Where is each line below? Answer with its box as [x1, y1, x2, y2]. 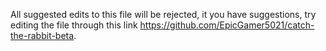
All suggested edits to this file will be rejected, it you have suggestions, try [10, 9, 317, 20]
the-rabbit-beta [10, 30, 75, 41]
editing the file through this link [10, 19, 138, 31]
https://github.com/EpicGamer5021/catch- [139, 19, 315, 31]
